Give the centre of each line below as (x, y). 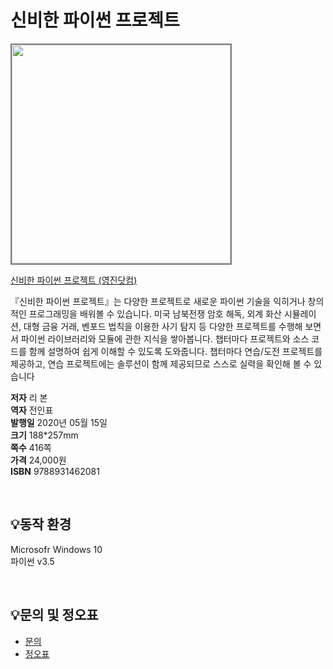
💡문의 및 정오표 (54, 615)
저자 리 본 (29, 397)
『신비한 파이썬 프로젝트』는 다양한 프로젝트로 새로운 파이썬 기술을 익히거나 (158, 301)
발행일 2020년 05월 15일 (59, 422)
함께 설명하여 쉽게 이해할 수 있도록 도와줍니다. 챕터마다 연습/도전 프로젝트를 (175, 351)
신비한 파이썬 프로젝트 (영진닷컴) (74, 280)
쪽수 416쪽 (31, 447)
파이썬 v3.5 (32, 561)
